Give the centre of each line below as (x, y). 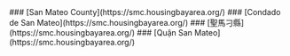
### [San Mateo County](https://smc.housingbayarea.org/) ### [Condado (145, 12)
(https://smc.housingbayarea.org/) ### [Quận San (101, 32)
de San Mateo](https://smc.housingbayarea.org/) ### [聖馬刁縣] (127, 23)
